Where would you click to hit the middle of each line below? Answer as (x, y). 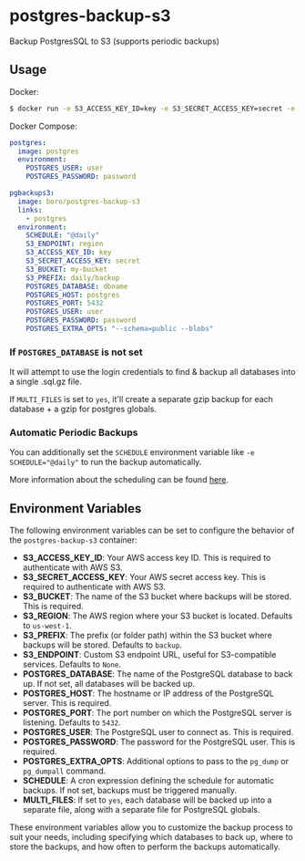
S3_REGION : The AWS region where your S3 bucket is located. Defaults (158, 616)
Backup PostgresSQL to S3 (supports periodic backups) (115, 41)
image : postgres (48, 151)
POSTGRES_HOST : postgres (73, 295)
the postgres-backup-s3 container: (74, 540)
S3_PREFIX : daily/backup (73, 278)
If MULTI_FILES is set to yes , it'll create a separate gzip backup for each (141, 399)
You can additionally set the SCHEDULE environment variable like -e (132, 452)
